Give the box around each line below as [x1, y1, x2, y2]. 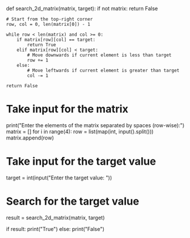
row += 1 [27, 57, 49, 63]
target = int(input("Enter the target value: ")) [6, 174, 113, 181]
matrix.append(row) [6, 134, 55, 141]
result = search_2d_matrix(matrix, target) [6, 214, 105, 221]
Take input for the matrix [6, 103, 129, 116]
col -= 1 [27, 73, 49, 79]
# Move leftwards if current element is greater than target [27, 67, 180, 73]
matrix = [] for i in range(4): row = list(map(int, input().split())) [6, 128, 154, 135]
